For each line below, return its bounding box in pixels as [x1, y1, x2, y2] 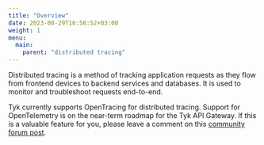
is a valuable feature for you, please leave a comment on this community [8, 120, 246, 128]
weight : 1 [8, 26, 41, 34]
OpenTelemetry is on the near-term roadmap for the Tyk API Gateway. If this [8, 111, 257, 120]
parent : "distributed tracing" [22, 48, 126, 56]
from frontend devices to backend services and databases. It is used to [8, 78, 242, 88]
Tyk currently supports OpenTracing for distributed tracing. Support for [8, 102, 240, 112]
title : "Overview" [8, 11, 69, 20]
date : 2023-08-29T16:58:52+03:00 [8, 19, 119, 27]
